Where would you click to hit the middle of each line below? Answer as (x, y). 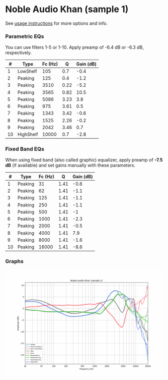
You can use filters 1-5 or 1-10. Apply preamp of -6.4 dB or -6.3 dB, (75, 47)
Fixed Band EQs (25, 149)
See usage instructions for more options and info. (57, 23)
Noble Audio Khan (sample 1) (67, 9)
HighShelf (28, 134)
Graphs (14, 261)
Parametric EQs (25, 36)
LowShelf (27, 71)
